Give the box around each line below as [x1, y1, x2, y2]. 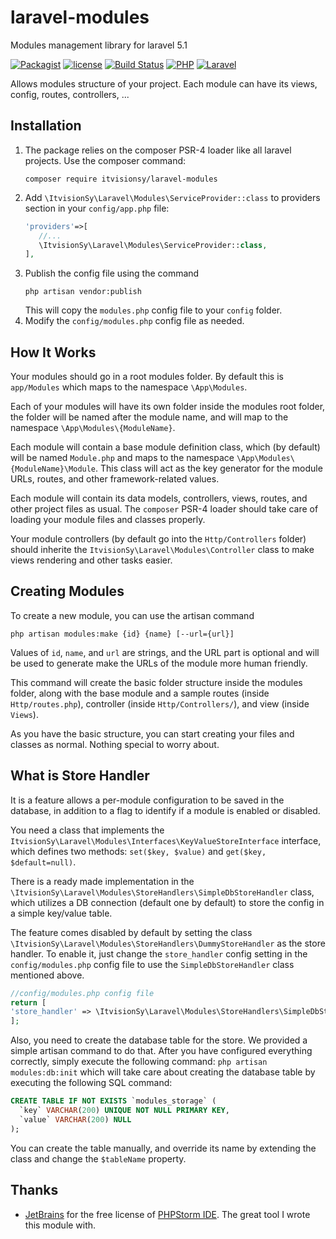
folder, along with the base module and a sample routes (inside [10, 687, 270, 699]
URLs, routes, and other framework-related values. [10, 473, 220, 485]
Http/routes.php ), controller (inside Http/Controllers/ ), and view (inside [10, 697, 310, 710]
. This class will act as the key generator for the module [95, 462, 323, 475]
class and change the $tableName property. [10, 1152, 187, 1165]
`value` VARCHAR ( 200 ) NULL [19, 1114, 132, 1125]
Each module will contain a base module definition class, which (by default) [10, 441, 321, 453]
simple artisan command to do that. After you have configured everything [10, 1045, 313, 1057]
